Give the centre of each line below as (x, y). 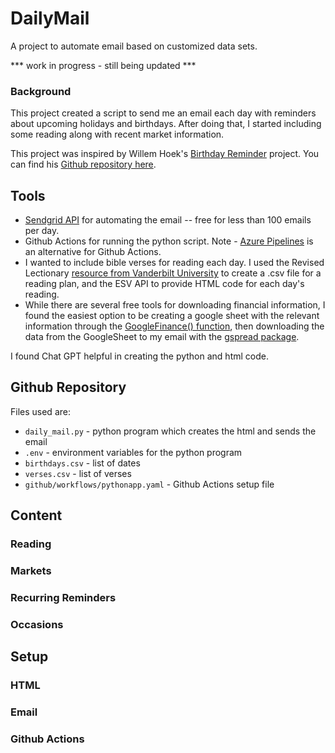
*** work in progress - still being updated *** (103, 65)
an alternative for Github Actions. (93, 252)
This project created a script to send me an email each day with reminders (163, 113)
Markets (31, 571)
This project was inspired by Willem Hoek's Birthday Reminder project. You (165, 154)
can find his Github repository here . (83, 164)
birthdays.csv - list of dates (82, 463)
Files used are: (40, 411)
